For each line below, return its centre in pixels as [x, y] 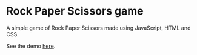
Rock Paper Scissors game [75, 11]
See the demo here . [31, 46]
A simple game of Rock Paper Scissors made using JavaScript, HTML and [98, 28]
